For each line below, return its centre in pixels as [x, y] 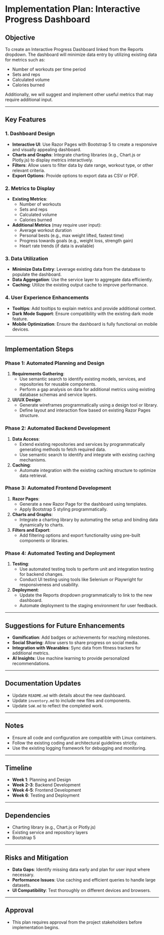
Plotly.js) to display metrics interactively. [53, 160]
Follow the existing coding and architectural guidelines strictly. [75, 743]
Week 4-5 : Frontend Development [47, 790]
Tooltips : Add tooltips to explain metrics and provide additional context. [84, 308]
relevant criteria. [29, 170]
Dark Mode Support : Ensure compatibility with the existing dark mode [83, 313]
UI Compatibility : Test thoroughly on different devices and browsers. [82, 890]
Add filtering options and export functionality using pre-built [80, 535]
